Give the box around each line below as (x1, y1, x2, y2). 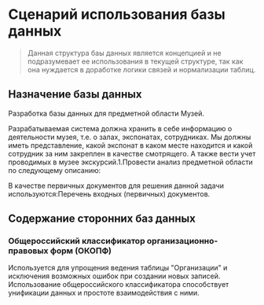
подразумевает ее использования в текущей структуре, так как (27, 57, 244, 66)
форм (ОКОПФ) (49, 245, 112, 256)
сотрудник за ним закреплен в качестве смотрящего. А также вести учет (8, 149, 256, 158)
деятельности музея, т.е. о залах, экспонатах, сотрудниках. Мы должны (8, 132, 251, 141)
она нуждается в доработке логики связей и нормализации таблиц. (27, 64, 256, 74)
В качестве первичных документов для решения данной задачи (8, 181, 224, 190)
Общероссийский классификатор (8, 236, 145, 247)
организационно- (146, 236, 218, 247)
